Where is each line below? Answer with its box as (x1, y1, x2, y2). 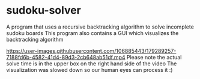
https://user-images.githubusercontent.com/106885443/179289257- (6, 47, 177, 54)
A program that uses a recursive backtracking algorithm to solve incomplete (6, 23, 194, 30)
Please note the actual (126, 53, 182, 61)
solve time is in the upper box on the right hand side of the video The (6, 60, 177, 67)
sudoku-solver (6, 4, 81, 17)
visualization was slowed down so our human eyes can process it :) (6, 66, 173, 73)
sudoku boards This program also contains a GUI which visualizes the (6, 29, 179, 36)
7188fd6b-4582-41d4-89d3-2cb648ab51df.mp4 (6, 53, 126, 61)
